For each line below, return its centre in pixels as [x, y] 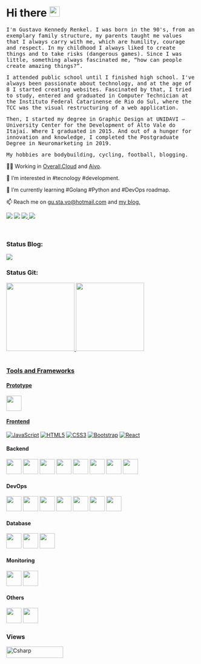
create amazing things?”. [45, 66]
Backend [18, 449]
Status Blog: [25, 244]
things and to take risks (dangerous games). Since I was [94, 54]
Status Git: [22, 273]
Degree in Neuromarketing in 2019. [59, 143]
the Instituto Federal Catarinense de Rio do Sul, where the [99, 101]
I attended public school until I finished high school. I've [100, 77]
